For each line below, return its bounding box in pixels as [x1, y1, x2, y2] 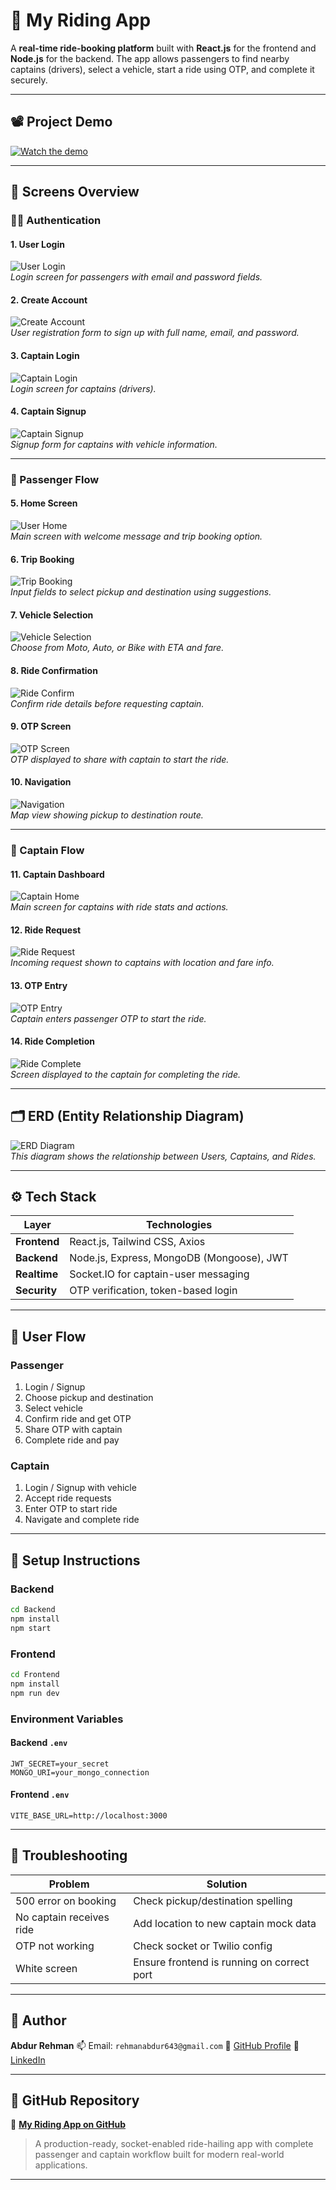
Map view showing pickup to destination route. [10, 809, 204, 821]
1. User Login [10, 238, 65, 250]
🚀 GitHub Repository [10, 2092, 140, 2109]
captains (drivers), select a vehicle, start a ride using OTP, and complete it [10, 63, 315, 75]
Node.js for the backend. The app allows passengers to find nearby [10, 52, 290, 64]
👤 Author [10, 2012, 67, 2029]
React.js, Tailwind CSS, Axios [69, 1235, 206, 1249]
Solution [206, 1877, 248, 1891]
